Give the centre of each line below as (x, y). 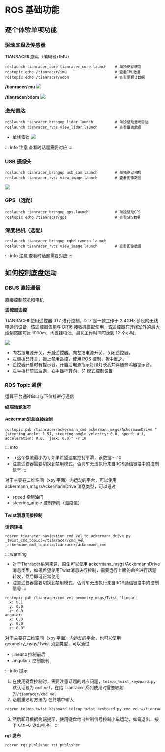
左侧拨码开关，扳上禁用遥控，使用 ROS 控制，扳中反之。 (69, 359)
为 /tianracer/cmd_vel (34, 694)
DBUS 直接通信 (23, 288)
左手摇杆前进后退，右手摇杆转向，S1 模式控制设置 (62, 371)
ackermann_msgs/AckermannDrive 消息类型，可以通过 (61, 486)
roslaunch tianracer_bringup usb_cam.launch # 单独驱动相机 (73, 173)
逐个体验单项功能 (31, 30)
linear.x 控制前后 (29, 654)
